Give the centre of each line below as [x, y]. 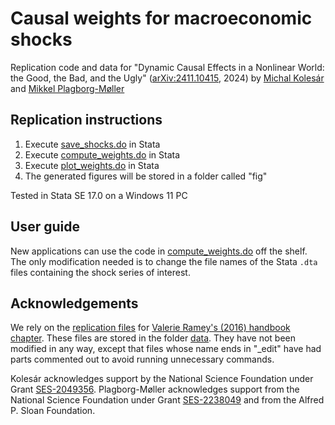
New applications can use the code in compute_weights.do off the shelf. [159, 251]
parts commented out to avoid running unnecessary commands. [142, 359]
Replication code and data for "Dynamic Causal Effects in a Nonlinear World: [167, 67]
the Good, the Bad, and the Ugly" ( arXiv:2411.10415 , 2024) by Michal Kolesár [167, 78]
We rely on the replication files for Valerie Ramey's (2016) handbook [150, 328]
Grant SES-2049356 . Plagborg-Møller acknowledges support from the [155, 389]
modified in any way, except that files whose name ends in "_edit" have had [166, 349]
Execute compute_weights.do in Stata [102, 154]
